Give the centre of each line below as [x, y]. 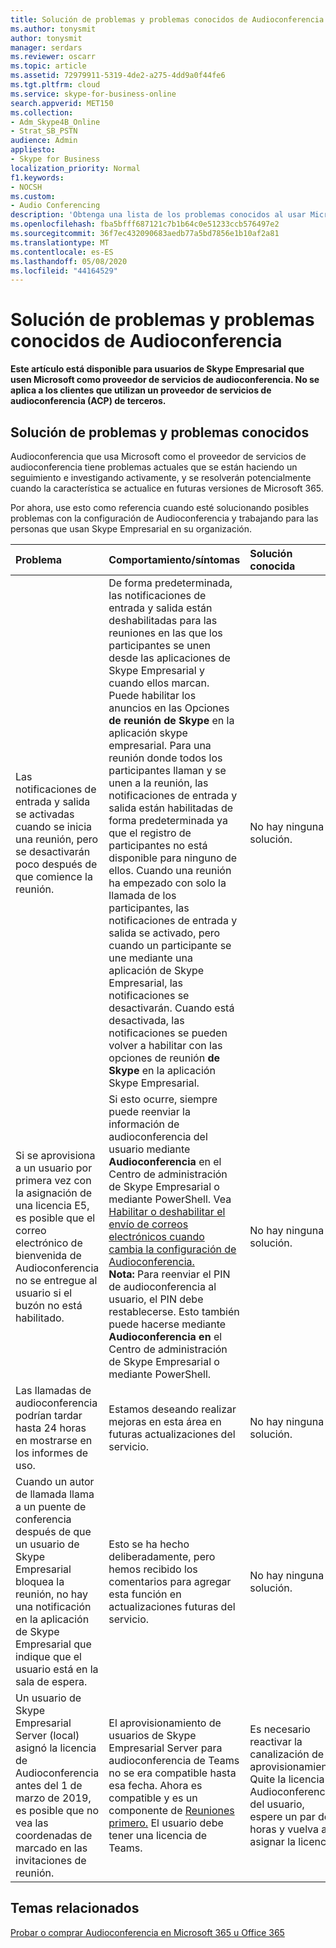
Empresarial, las [146, 983]
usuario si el [44, 1293]
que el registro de [150, 833]
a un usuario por [54, 1168]
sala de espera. [51, 1681]
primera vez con [53, 1180]
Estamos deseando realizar [172, 1409]
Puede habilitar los [152, 695]
